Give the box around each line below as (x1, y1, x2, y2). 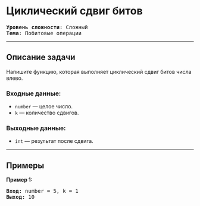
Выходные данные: (6, 124, 67, 132)
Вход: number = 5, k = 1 (6, 188, 79, 195)
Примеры (6, 160, 45, 170)
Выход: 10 (6, 193, 35, 201)
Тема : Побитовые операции (6, 30, 82, 36)
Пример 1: (6, 176, 33, 183)
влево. (6, 74, 23, 82)
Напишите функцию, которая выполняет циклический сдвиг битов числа (6, 68, 192, 75)
